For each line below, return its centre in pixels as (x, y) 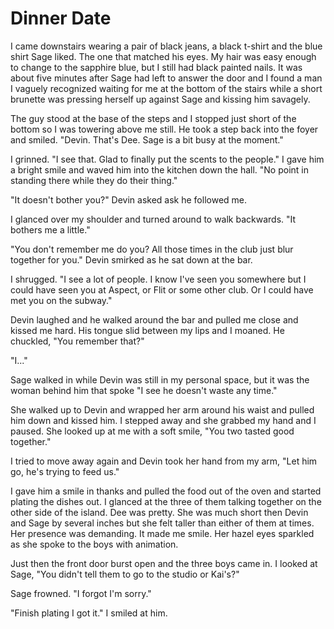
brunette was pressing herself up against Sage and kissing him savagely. (160, 99)
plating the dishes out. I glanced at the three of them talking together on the (166, 501)
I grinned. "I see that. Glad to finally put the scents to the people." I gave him (167, 159)
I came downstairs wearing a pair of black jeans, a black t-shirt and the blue (166, 46)
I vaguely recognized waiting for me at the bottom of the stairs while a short (166, 88)
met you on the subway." (61, 300)
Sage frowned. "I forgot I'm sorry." (81, 593)
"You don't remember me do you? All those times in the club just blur (152, 249)
